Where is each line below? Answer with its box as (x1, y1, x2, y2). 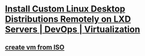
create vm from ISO (5, 43, 65, 51)
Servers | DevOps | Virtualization (5, 24, 140, 35)
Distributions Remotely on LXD (5, 14, 131, 25)
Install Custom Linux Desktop (5, 3, 126, 14)
